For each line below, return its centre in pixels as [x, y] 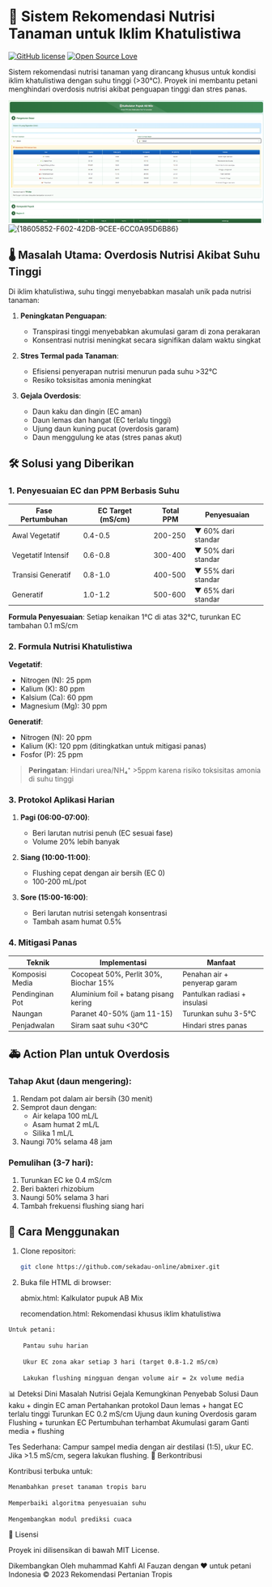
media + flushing [36, 1431]
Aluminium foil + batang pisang [122, 994]
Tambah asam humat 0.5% [77, 921]
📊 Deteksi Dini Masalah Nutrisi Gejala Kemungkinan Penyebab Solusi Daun [134, 1393]
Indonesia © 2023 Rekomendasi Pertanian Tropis [90, 1574]
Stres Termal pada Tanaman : [69, 355]
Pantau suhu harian [56, 1346]
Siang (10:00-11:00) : [55, 857]
